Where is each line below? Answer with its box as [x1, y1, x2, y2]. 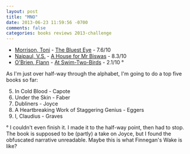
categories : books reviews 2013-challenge [6, 30, 112, 36]
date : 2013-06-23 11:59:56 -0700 [6, 19, 88, 25]
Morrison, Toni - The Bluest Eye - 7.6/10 [14, 46, 111, 53]
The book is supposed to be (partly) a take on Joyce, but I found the [6, 130, 172, 138]
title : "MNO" [6, 14, 38, 20]
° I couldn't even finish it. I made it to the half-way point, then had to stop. [6, 124, 184, 131]
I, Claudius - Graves [14, 112, 63, 120]
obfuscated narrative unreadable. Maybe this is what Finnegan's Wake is [6, 136, 182, 143]
